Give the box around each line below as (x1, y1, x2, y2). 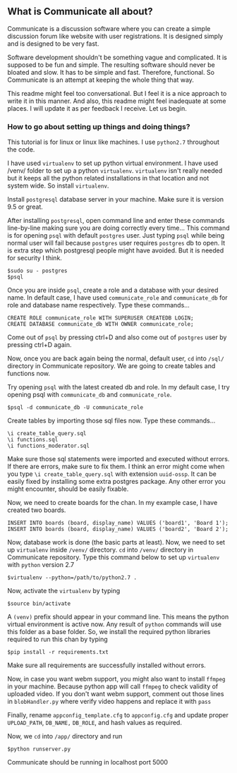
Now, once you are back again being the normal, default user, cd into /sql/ (7, 354, 224, 363)
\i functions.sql (7, 437, 59, 444)
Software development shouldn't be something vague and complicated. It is (7, 53, 228, 61)
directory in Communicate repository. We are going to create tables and (7, 362, 216, 370)
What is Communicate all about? (7, 6, 153, 18)
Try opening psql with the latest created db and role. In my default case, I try (7, 383, 230, 391)
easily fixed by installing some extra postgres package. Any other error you (7, 477, 226, 486)
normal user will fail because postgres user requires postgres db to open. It (7, 239, 226, 248)
